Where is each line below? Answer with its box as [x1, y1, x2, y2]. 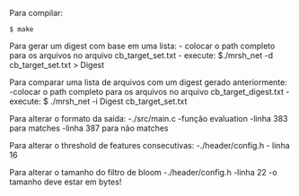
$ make [9, 25, 34, 34]
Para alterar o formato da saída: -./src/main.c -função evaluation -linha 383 [9, 114, 289, 124]
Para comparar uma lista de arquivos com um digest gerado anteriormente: [9, 77, 287, 88]
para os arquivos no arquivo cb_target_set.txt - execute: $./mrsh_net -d [9, 50, 274, 61]
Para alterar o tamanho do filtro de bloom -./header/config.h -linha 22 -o [9, 167, 277, 177]
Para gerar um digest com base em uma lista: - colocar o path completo [9, 40, 276, 51]
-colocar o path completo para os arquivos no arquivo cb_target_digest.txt [9, 87, 285, 97]
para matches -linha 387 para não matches [9, 123, 169, 133]
